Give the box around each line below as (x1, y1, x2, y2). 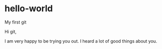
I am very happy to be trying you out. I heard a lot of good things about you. (4, 38, 158, 44)
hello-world (4, 3, 53, 14)
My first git (4, 19, 26, 25)
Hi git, (4, 28, 17, 34)
